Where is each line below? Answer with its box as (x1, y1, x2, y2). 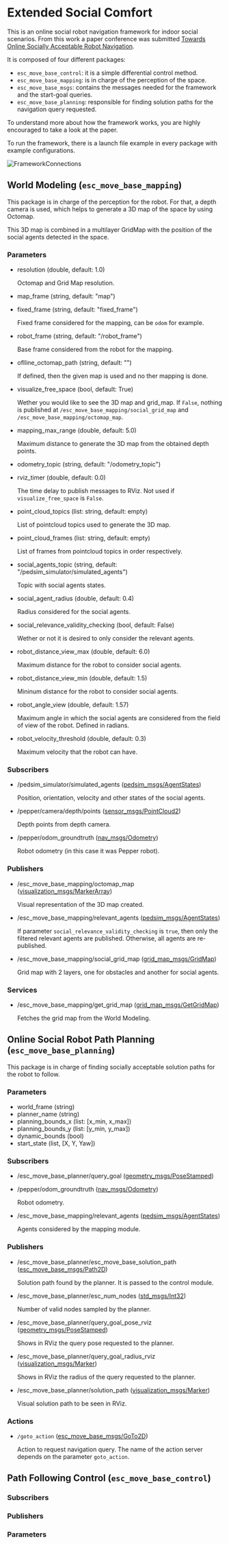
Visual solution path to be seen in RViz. (16, 1399, 127, 1408)
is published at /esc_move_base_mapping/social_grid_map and (16, 406, 189, 414)
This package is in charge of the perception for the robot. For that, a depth (7, 198, 217, 206)
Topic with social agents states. (16, 581, 106, 589)
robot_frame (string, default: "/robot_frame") (16, 332, 142, 340)
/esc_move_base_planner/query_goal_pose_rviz (16, 1318, 152, 1327)
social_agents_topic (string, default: (16, 560, 118, 569)
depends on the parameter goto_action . (16, 1452, 130, 1460)
